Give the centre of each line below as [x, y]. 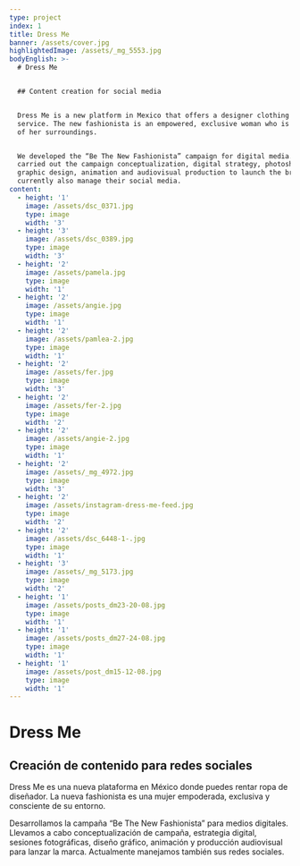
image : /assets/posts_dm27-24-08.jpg [96, 639]
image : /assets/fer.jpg [70, 372]
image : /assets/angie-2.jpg [77, 439]
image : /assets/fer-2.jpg [74, 405]
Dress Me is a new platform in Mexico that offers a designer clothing [154, 115]
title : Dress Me [39, 34]
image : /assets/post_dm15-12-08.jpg [94, 672]
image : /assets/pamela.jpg [75, 272]
